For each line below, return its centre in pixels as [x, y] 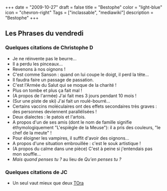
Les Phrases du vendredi [44, 34]
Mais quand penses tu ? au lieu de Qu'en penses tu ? [67, 159]
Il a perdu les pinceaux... [38, 64]
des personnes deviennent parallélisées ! [55, 111]
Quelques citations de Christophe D [49, 48]
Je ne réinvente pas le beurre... [44, 58]
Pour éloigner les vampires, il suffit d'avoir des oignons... [71, 138]
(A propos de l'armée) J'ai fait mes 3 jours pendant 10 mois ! [75, 95]
